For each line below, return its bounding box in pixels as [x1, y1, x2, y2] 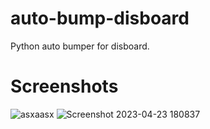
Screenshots [10, 75, 119, 98]
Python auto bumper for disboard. [10, 40, 150, 52]
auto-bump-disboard [10, 7, 190, 30]
